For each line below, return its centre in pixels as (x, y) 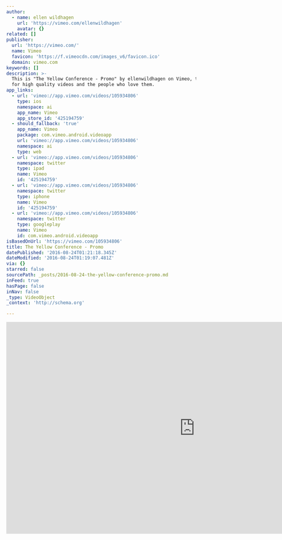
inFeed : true (23, 281)
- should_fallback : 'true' (45, 124)
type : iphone (33, 196)
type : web (30, 152)
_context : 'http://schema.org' (45, 303)
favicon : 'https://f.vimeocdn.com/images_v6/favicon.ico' (86, 57)
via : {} (16, 264)
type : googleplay (39, 225)
